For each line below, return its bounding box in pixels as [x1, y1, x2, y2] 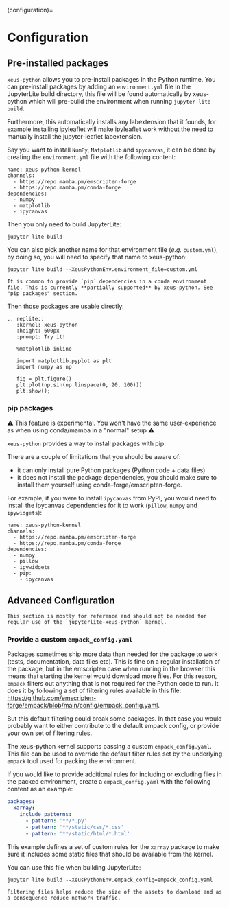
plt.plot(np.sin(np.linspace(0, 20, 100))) [16, 382, 143, 388]
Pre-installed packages [7, 57, 109, 69]
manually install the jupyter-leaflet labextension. [7, 132, 143, 140]
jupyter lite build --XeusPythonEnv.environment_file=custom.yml [7, 266, 197, 273]
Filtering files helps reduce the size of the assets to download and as [7, 888, 223, 895]
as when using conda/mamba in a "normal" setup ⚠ [7, 426, 155, 434]
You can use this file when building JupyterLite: [7, 863, 141, 871]
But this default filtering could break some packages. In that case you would [7, 714, 222, 723]
